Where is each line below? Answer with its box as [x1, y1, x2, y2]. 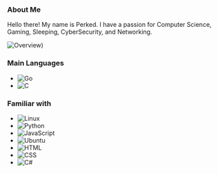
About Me [7, 5, 41, 14]
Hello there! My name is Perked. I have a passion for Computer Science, [7, 21, 212, 29]
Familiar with [7, 99, 52, 108]
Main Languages [7, 59, 64, 68]
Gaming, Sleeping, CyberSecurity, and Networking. [7, 28, 152, 36]
